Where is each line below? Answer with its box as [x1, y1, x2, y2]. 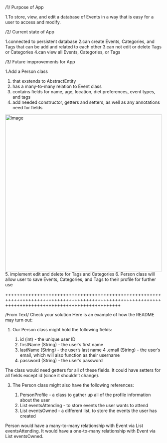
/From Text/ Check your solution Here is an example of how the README [5, 312, 155, 317]
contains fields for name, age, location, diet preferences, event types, [12, 89, 156, 94]
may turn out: [5, 317, 33, 323]
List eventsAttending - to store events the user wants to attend [19, 403, 149, 408]
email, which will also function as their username [19, 352, 120, 358]
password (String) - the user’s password [19, 358, 103, 363]
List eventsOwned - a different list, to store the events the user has [19, 408, 157, 414]
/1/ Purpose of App [5, 4, 44, 10]
